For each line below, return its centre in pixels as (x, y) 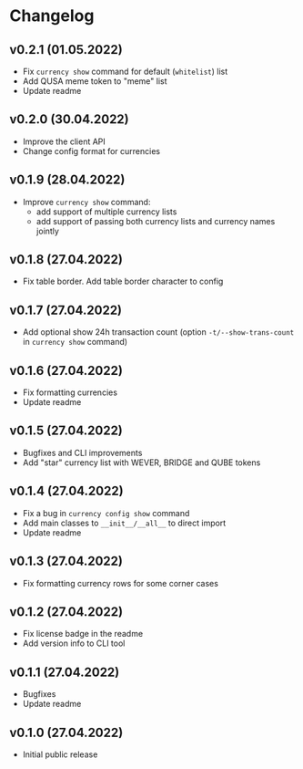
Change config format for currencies (91, 151)
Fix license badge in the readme (83, 634)
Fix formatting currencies (70, 392)
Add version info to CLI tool (74, 643)
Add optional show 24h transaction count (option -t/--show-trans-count (158, 332)
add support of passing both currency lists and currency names (156, 221)
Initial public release (60, 754)
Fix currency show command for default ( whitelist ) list (125, 71)
